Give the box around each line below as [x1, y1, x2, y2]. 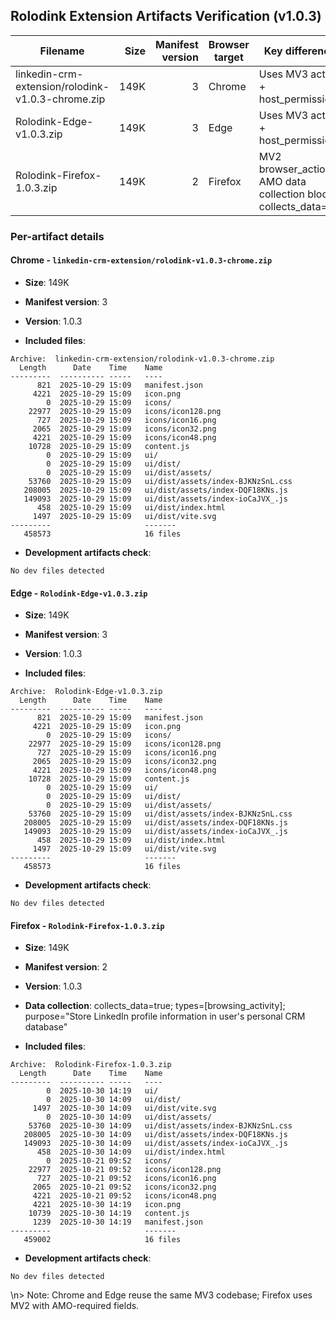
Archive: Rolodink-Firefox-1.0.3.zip [10, 1060, 172, 1070]
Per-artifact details [10, 229, 105, 243]
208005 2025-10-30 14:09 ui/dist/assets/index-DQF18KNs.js [23, 1130, 288, 1140]
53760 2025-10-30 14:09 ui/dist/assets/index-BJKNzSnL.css [28, 1121, 293, 1131]
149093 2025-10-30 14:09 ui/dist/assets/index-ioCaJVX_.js [23, 1139, 288, 1149]
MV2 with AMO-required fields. [10, 1300, 140, 1312]
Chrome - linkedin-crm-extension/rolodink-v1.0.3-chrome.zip [10, 254, 273, 266]
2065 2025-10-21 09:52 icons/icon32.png [32, 1182, 217, 1193]
